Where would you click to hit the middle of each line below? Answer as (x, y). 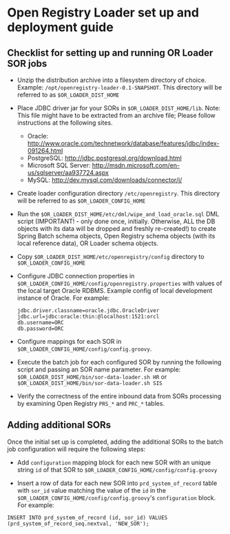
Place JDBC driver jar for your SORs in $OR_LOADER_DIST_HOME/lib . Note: (119, 108)
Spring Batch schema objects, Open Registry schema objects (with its (116, 236)
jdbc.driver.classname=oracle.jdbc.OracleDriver (88, 311)
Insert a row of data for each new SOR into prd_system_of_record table (117, 483)
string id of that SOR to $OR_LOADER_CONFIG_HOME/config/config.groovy (117, 469)
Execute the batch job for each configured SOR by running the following (119, 362)
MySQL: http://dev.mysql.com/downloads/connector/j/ (105, 180)
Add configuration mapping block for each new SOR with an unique (114, 462)
